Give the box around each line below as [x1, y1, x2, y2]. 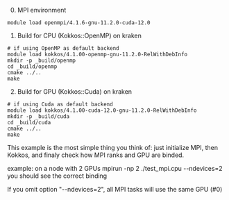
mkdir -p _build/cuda [7, 113, 70, 120]
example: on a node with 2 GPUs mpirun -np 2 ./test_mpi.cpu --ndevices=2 [7, 165, 223, 172]
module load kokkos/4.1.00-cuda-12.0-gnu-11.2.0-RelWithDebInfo [7, 107, 197, 114]
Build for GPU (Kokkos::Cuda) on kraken [17, 87, 133, 96]
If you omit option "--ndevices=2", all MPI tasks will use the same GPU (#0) [7, 185, 223, 193]
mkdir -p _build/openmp [7, 57, 76, 64]
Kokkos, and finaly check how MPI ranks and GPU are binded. [7, 151, 185, 159]
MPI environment [17, 6, 67, 14]
